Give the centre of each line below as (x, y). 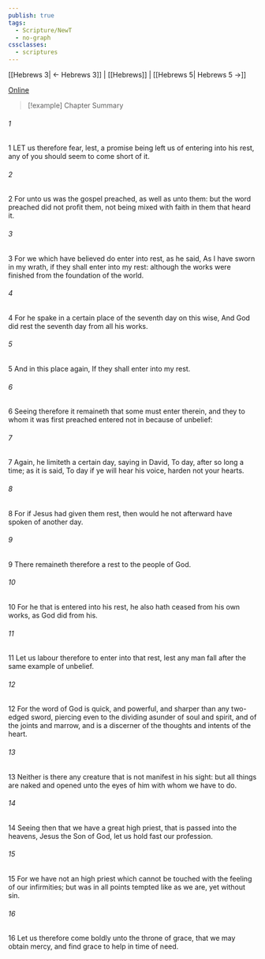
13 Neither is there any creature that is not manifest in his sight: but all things (132, 776)
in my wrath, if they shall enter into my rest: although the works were (119, 266)
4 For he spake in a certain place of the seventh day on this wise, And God (129, 318)
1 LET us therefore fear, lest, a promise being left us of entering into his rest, (131, 148)
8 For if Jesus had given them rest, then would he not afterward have (120, 513)
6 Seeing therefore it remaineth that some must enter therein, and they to (127, 411)
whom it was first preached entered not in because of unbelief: (110, 420)
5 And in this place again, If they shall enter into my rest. (99, 369)
